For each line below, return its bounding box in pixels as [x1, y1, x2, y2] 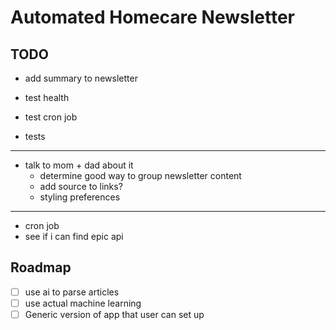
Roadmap [10, 259, 72, 276]
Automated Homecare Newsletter [10, 6, 295, 29]
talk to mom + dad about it [24, 159, 134, 171]
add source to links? [39, 181, 123, 192]
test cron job [24, 111, 78, 123]
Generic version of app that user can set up [24, 308, 205, 320]
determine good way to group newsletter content [39, 170, 242, 181]
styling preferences [39, 191, 121, 203]
